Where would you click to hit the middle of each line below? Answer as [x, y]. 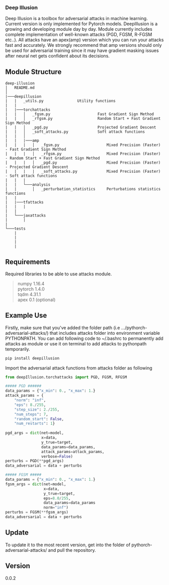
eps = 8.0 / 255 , [57, 498]
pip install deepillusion [32, 358]
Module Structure [33, 72]
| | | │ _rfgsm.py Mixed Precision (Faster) [83, 154]
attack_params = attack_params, [73, 452]
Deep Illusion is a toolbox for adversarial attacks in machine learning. [76, 19]
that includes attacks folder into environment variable [105, 333]
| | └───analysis [28, 185]
